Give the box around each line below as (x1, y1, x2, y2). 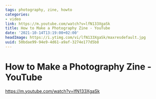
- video (5, 16, 21, 21)
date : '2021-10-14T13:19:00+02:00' (5, 30, 79, 35)
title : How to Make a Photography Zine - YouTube (5, 26, 111, 31)
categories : (5, 12, 30, 17)
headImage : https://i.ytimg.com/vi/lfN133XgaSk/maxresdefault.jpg (5, 35, 146, 40)
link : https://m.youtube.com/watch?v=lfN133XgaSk (5, 21, 111, 26)
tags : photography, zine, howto (5, 7, 72, 12)
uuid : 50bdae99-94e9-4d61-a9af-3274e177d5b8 (5, 40, 99, 45)
